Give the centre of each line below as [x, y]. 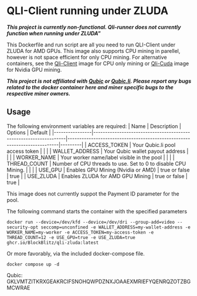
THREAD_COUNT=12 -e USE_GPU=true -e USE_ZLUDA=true [71, 237]
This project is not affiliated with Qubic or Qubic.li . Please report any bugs [99, 81]
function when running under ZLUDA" [54, 33]
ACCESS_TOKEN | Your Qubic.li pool [132, 144]
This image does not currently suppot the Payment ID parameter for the [93, 194]
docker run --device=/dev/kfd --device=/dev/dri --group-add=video [91, 222]
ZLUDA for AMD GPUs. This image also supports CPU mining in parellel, [94, 51]
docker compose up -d [33, 264]
